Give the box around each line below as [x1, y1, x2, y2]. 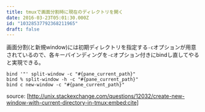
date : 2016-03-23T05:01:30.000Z [6, 15, 89, 21]
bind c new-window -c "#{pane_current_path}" [6, 82, 125, 88]
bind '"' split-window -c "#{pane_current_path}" [6, 71, 136, 77]
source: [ [6, 92, 29, 100]
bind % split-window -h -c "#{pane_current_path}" [6, 77, 139, 83]
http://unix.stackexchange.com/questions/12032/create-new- [28, 92, 185, 100]
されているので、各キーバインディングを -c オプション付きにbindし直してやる [6, 51, 199, 59]
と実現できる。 [6, 59, 44, 66]
